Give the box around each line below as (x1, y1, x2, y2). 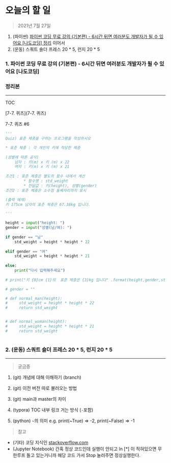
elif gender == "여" (5, 249, 48, 254)
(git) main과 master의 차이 (12, 396, 66, 402)
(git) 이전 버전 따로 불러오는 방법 (12, 385, 77, 391)
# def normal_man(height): (5, 296, 63, 301)
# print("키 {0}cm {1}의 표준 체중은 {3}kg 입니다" (5, 277, 109, 283)
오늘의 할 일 (5, 5, 51, 16)
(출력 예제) (5, 197, 26, 202)
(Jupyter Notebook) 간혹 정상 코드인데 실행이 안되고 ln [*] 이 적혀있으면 (12, 446, 157, 452)
